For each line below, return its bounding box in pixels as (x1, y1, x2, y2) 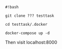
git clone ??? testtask (5, 13, 55, 18)
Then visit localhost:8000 (5, 40, 58, 45)
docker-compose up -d (5, 31, 50, 36)
